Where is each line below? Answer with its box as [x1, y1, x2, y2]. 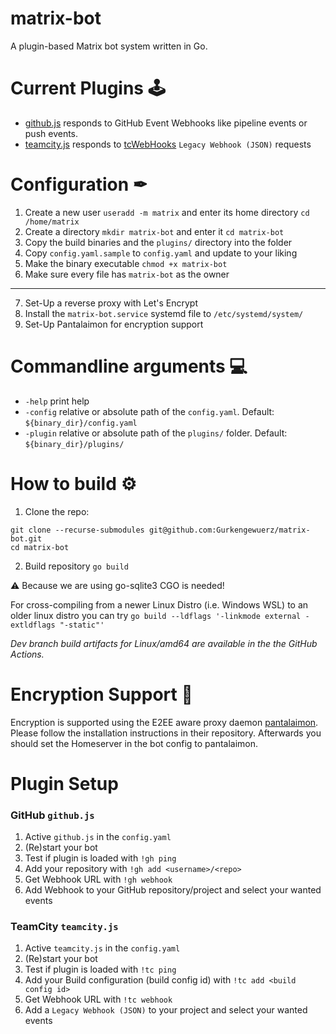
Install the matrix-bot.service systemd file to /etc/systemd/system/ [24, 307, 304, 319]
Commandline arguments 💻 [10, 355, 248, 377]
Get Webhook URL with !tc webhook [24, 993, 173, 1006]
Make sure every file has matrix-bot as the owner [24, 268, 230, 280]
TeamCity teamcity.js [10, 920, 119, 934]
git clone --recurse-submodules [10, 525, 145, 535]
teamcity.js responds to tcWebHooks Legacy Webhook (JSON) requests [24, 138, 312, 150]
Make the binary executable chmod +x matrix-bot [24, 257, 228, 269]
